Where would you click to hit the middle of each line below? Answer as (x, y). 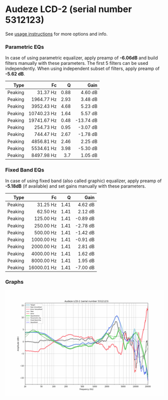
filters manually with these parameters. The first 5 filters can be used (77, 63)
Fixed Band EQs (25, 170)
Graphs (14, 282)
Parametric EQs (25, 47)
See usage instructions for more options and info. (57, 34)
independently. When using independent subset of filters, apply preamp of (82, 68)
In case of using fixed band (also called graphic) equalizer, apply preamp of (83, 181)
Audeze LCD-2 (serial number (69, 9)
